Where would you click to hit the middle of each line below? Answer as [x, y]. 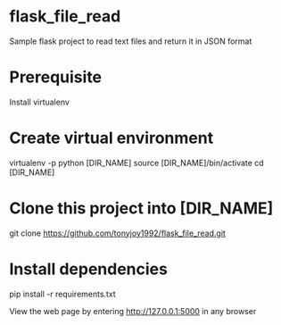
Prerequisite [56, 77]
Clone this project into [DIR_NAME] [141, 208]
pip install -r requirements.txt [62, 294]
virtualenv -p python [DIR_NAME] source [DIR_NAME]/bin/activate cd [137, 162]
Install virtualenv [39, 102]
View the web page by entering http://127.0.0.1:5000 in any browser [133, 311]
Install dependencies [88, 269]
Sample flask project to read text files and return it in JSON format [131, 41]
